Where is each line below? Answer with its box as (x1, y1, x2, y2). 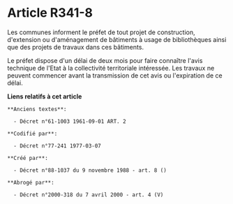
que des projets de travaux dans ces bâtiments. (7, 43, 144, 51)
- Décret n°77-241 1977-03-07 (13, 142, 101, 150)
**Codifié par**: (7, 130, 58, 137)
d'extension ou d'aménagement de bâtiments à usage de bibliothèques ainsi (7, 35, 227, 43)
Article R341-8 (7, 5, 93, 21)
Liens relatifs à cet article (7, 92, 82, 101)
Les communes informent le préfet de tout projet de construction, (7, 28, 195, 36)
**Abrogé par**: (7, 179, 54, 186)
